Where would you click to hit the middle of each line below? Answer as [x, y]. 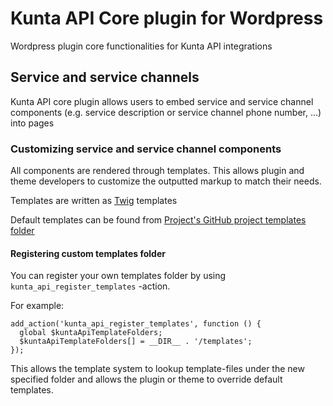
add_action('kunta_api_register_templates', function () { [136, 324]
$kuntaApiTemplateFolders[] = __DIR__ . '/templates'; [136, 342]
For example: [37, 306]
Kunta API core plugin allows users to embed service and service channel [162, 101]
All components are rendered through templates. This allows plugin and [157, 171]
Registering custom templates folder [88, 253]
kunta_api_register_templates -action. [90, 286]
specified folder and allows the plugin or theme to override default [146, 379]
